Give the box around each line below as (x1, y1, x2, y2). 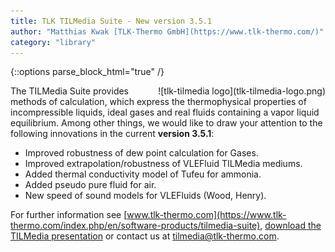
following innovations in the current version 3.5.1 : (10, 128, 215, 140)
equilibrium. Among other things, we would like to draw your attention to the (10, 117, 323, 129)
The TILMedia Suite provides (10, 85, 130, 97)
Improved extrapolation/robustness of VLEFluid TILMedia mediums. (24, 158, 303, 170)
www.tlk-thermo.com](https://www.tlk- (126, 209, 287, 221)
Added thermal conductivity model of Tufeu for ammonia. (24, 168, 262, 180)
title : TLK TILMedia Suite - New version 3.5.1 (10, 16, 213, 26)
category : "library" (10, 37, 97, 47)
